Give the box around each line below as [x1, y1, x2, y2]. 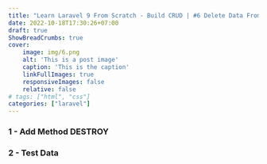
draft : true [8, 26, 48, 34]
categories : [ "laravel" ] [8, 100, 91, 108]
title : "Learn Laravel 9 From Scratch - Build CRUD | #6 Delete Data [8, 11, 244, 20]
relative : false [22, 85, 77, 93]
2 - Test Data [8, 147, 59, 158]
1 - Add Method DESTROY [8, 126, 110, 137]
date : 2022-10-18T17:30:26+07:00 [8, 19, 119, 27]
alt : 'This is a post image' [22, 56, 119, 64]
